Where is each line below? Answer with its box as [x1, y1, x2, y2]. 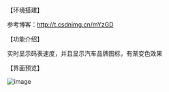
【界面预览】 [7, 64, 43, 72]
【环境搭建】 [7, 6, 43, 14]
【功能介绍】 [7, 35, 43, 43]
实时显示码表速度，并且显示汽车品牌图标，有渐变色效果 [7, 50, 162, 57]
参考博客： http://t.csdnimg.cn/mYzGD [7, 20, 114, 29]
